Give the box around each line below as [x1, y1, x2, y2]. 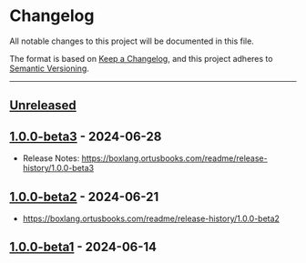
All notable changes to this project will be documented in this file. [9, 35, 255, 46]
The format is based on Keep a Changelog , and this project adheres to [9, 53, 273, 64]
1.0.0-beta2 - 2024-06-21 [9, 188, 159, 205]
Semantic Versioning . [9, 63, 89, 74]
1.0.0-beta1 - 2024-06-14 [9, 239, 158, 255]
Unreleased [9, 97, 77, 114]
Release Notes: [22, 153, 80, 164]
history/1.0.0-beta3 [22, 163, 94, 174]
